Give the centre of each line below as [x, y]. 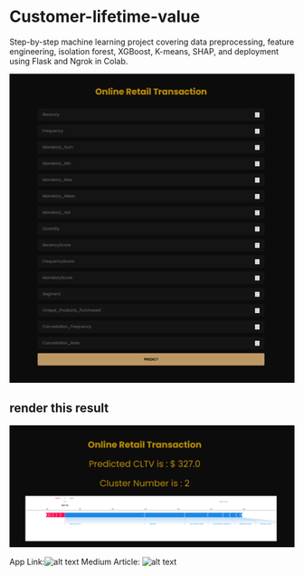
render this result [59, 409]
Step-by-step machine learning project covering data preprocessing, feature [152, 42]
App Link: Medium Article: [75, 561]
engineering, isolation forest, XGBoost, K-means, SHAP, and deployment [144, 51]
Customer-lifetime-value [105, 17]
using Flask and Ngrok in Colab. [69, 61]
